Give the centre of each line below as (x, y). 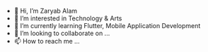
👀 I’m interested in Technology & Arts (68, 18)
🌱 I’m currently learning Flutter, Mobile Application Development (107, 26)
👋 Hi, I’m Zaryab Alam (46, 11)
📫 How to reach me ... (47, 41)
